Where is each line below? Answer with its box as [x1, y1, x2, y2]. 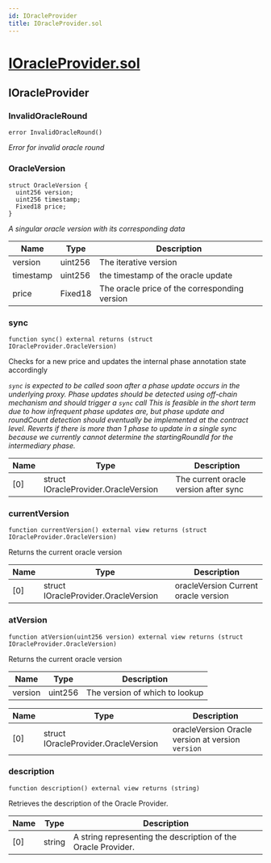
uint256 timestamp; [15, 195, 81, 203]
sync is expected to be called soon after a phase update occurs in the [8, 380, 240, 390]
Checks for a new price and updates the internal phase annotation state [8, 356, 247, 366]
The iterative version [99, 256, 177, 267]
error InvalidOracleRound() [8, 128, 103, 137]
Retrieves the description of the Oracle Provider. [8, 798, 169, 808]
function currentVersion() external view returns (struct [8, 526, 207, 534]
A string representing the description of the [73, 831, 237, 842]
